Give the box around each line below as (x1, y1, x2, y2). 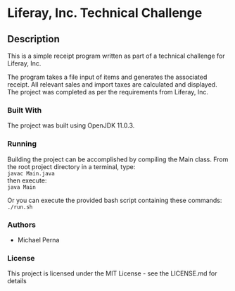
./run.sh (7, 203, 33, 211)
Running (7, 139, 37, 149)
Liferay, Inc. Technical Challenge (7, 5, 203, 21)
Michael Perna (17, 235, 60, 244)
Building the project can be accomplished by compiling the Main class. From (7, 155, 229, 163)
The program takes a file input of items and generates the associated (7, 73, 208, 81)
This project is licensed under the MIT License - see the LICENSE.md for (7, 269, 217, 278)
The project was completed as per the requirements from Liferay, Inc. (7, 88, 209, 96)
